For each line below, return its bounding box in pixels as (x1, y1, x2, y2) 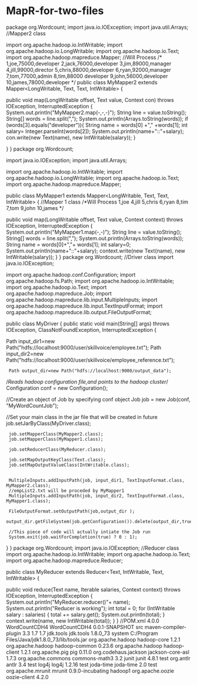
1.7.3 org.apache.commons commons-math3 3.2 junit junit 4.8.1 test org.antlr (6, 654, 191, 661)
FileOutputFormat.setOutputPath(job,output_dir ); (8, 508, 135, 514)
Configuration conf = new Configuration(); (6, 384, 108, 391)
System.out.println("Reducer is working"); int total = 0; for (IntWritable (6, 604, 175, 611)
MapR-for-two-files (6, 4, 104, 18)
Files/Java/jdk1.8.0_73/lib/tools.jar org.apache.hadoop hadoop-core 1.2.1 (6, 636, 181, 643)
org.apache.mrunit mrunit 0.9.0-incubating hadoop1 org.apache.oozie (6, 667, 174, 674)
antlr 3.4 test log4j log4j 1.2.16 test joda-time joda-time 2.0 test (6, 661, 158, 668)
